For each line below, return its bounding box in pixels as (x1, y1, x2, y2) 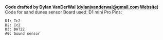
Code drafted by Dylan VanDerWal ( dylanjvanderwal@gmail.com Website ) (5, 4, 159, 10)
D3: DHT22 (5, 27, 25, 32)
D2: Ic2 (5, 23, 21, 27)
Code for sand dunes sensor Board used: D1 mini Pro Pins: (5, 9, 122, 15)
